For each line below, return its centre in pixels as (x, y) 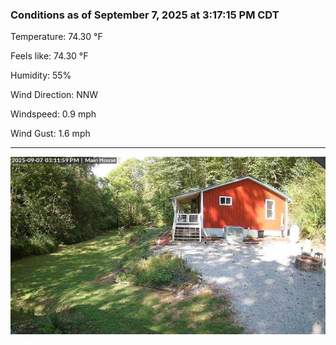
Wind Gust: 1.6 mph (50, 134)
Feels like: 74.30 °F (49, 56)
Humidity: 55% (41, 75)
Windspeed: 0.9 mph (53, 114)
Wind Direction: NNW (54, 95)
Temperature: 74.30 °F (56, 37)
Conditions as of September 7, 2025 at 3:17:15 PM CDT (145, 15)
